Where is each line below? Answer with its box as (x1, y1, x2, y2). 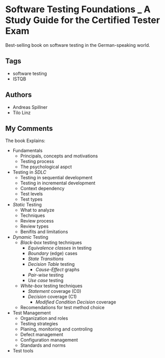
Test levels (20, 191, 43, 197)
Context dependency (20, 185, 65, 191)
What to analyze (20, 207, 54, 213)
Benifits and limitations (20, 229, 68, 235)
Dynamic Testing (12, 234, 48, 240)
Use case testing (28, 278, 64, 284)
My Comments (5, 124, 53, 133)
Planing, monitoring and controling (20, 326, 93, 332)
